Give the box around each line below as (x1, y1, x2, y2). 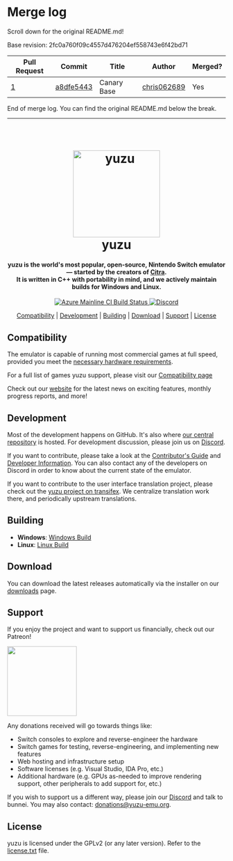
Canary (99, 77, 123, 87)
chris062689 (141, 81, 186, 91)
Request (15, 65, 44, 75)
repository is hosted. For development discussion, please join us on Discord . (7, 438, 225, 446)
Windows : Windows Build (17, 533, 92, 542)
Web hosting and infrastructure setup (17, 757, 125, 766)
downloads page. (7, 586, 57, 595)
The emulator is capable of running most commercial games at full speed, (7, 350, 218, 358)
